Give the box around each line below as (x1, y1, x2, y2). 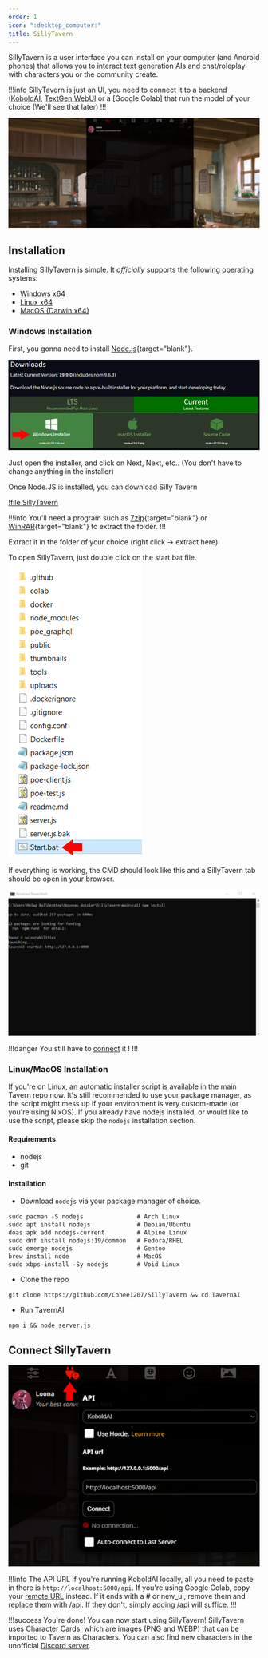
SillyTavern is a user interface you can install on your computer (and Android (8, 53, 260, 62)
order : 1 (8, 13, 37, 21)
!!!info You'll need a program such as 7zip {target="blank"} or (8, 513, 207, 523)
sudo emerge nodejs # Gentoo (8, 1245, 166, 1253)
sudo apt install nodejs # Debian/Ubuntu (8, 1221, 191, 1229)
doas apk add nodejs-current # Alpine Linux (8, 1229, 187, 1237)
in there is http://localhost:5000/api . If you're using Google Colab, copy (8, 1583, 250, 1592)
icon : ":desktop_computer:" (8, 21, 102, 30)
